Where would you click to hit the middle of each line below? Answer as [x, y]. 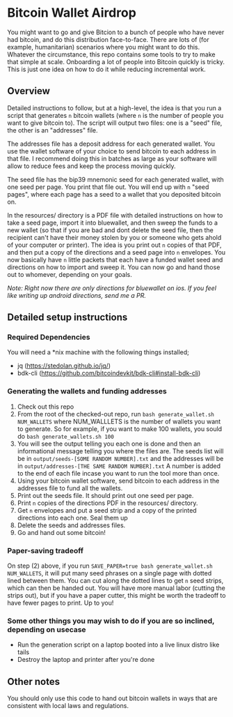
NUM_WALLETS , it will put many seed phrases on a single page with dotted [110, 573]
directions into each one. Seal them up [73, 518]
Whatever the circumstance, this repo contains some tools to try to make [111, 54]
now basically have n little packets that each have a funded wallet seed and [115, 259]
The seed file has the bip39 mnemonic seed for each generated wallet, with [115, 179]
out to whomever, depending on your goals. [70, 274]
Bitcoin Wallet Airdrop [72, 13]
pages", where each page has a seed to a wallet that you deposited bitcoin [114, 194]
